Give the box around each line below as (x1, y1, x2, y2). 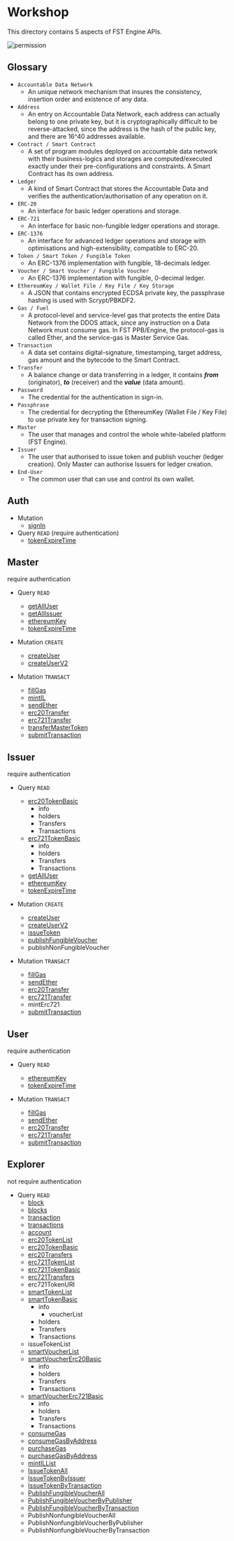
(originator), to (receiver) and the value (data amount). (27, 378, 185, 386)
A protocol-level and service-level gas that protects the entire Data (27, 311, 220, 319)
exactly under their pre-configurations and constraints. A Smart (27, 162, 211, 170)
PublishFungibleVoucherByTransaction (27, 1503, 140, 1512)
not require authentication (7, 1177, 82, 1186)
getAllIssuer (27, 609, 63, 618)
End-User (17, 468, 43, 475)
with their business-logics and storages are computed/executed (27, 154, 212, 163)
